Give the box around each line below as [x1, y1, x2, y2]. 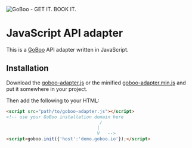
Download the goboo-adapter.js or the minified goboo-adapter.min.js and [6, 79, 186, 86]
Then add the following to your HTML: [6, 97, 100, 104]
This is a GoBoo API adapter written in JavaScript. [6, 46, 129, 53]
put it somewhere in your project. [6, 85, 88, 92]
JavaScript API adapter [6, 27, 123, 40]
